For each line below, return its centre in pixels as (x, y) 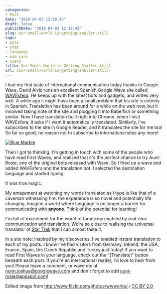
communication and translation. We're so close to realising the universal (79, 224)
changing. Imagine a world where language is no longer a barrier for (75, 203)
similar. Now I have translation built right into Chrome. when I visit (73, 117)
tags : (11, 38)
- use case (17, 56)
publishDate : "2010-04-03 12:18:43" (43, 29)
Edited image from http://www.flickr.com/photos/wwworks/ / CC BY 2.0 (79, 286)
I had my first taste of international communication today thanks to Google (82, 85)
